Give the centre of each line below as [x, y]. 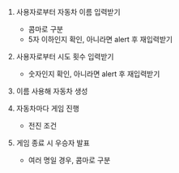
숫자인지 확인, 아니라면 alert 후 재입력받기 [94, 74]
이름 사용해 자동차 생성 [52, 91]
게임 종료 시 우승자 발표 [53, 143]
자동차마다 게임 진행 [47, 108]
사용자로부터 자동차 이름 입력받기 [68, 12]
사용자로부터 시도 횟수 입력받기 [65, 56]
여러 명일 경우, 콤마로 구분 [69, 160]
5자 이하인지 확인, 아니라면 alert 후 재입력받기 [100, 39]
